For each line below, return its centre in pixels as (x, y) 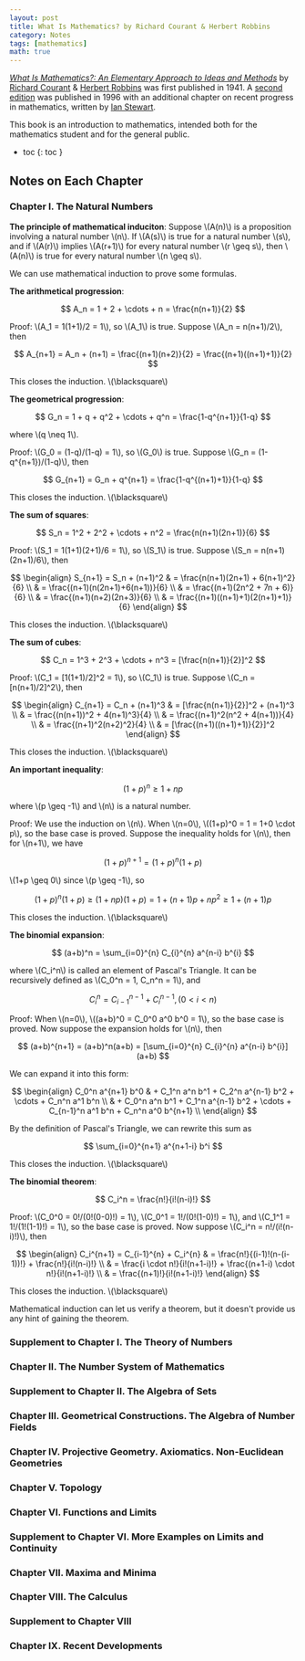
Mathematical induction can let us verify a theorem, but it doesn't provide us (152, 1309)
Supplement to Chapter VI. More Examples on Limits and (137, 1537)
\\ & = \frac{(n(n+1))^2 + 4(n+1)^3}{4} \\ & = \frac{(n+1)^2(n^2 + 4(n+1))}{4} (153, 714)
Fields (23, 1427)
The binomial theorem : (53, 1182)
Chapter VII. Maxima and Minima (83, 1572)
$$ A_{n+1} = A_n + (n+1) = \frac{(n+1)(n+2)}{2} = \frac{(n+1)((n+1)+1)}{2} (153, 353)
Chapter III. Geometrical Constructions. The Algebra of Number (152, 1415)
